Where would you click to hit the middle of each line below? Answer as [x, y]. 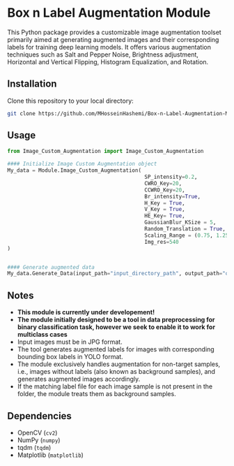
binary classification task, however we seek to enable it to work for [116, 327]
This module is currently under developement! [86, 312]
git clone [22, 113]
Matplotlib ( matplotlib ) [50, 455]
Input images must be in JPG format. [70, 342]
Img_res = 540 [161, 242]
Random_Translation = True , [185, 229]
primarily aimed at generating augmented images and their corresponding [113, 39]
